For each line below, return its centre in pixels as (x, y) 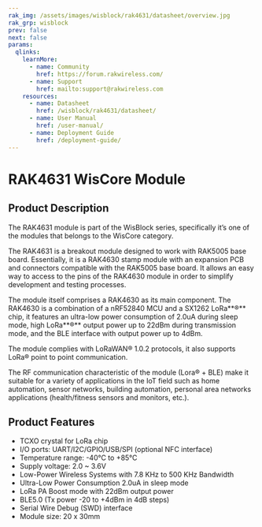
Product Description (59, 209)
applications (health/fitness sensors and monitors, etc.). (99, 397)
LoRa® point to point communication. (68, 357)
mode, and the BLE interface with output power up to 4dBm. (105, 333)
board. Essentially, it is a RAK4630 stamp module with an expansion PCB (126, 259)
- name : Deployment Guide (71, 133)
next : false (28, 37)
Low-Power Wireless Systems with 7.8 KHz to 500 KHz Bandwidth (127, 475)
